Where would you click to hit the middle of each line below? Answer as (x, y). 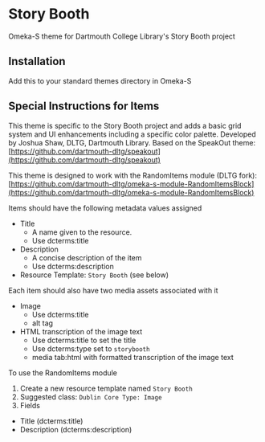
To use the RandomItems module (63, 372)
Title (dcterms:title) (51, 421)
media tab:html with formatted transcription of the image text (133, 357)
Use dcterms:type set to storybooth (91, 348)
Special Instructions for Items (84, 106)
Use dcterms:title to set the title (84, 340)
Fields (30, 405)
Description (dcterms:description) (76, 429)
